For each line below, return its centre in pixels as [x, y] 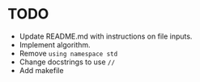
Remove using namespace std [68, 53]
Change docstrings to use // [67, 62]
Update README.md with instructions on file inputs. [106, 36]
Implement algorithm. [55, 44]
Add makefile [41, 70]
